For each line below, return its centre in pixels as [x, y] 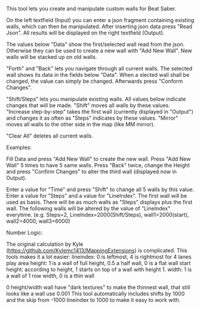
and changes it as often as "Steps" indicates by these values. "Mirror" [92, 118]
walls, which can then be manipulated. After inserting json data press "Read [99, 26]
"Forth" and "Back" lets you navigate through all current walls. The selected [99, 68]
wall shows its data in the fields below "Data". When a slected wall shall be [98, 75]
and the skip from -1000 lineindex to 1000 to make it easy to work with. [93, 300]
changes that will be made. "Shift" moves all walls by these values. [88, 105]
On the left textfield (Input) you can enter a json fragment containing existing [100, 20]
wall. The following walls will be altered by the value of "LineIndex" [88, 208]
